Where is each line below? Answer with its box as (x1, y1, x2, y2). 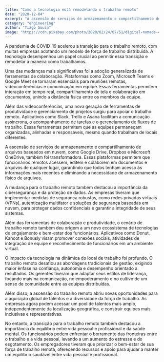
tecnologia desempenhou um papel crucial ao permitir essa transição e (5, 54, 148, 59)
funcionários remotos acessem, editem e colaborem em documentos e (5, 159, 147, 165)
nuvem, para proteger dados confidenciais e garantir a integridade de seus (5, 205, 156, 211)
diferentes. (5, 134, 27, 140)
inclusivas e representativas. (5, 311, 62, 317)
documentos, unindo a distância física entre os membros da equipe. (5, 94, 142, 100)
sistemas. (5, 210, 24, 216)
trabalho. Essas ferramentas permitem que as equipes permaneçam (5, 124, 142, 130)
